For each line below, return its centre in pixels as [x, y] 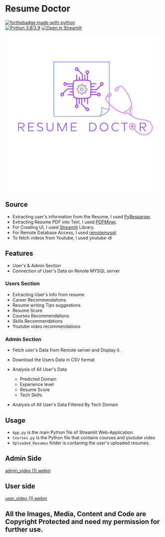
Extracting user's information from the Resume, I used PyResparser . [82, 216]
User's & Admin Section [37, 265]
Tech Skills [31, 395]
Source [17, 205]
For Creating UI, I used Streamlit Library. [53, 227]
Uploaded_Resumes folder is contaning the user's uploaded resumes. [81, 443]
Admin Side [23, 458]
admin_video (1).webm [28, 470]
